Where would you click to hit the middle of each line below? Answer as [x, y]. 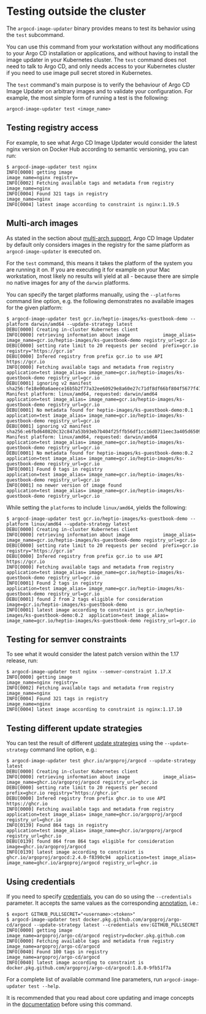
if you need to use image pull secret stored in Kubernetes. [79, 72]
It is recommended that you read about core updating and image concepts [100, 998]
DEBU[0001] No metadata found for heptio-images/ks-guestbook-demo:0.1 [100, 410]
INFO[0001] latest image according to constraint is [75, 610]
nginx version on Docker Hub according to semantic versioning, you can [97, 149]
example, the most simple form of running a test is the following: [87, 98]
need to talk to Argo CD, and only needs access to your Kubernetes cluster [101, 66]
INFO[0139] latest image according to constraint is [75, 852]
